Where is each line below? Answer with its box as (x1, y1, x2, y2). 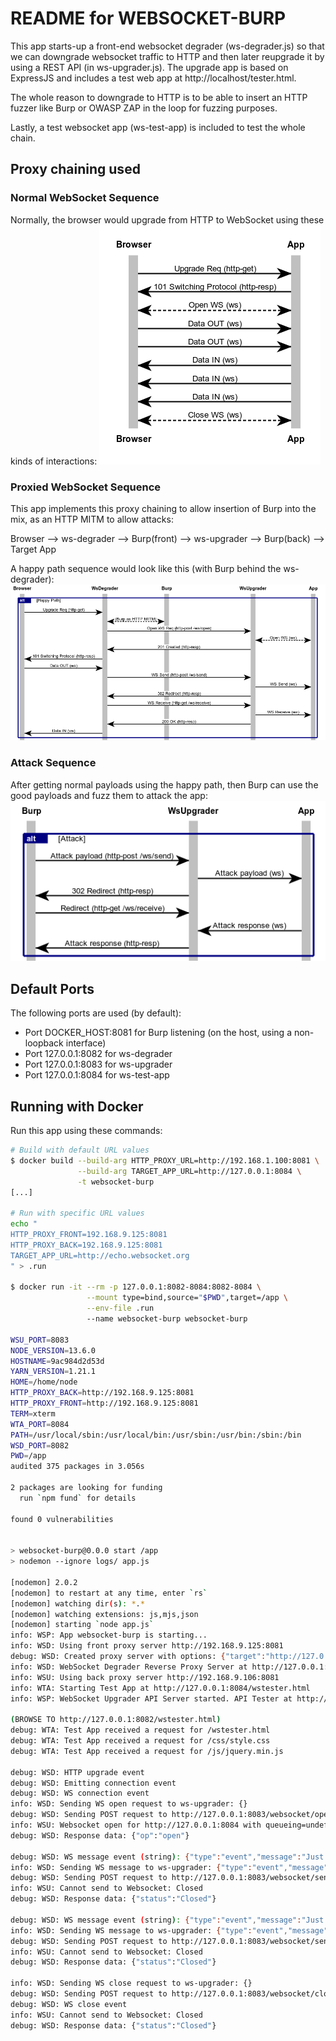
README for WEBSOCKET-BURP (10, 7, 287, 30)
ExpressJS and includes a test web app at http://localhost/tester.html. (10, 72, 297, 84)
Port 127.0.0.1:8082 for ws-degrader (24, 1048, 173, 1060)
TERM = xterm (10, 1408, 56, 1419)
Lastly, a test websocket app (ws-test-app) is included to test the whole (10, 121, 306, 133)
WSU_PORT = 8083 (10, 1335, 70, 1345)
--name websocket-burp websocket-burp (86, 1314, 248, 1324)
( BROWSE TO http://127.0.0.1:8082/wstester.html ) (10, 1715, 222, 1725)
